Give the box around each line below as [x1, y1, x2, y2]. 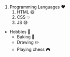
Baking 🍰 [16, 34, 35, 40]
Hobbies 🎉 [9, 29, 30, 34]
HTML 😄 [16, 9, 35, 15]
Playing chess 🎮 [16, 46, 51, 52]
